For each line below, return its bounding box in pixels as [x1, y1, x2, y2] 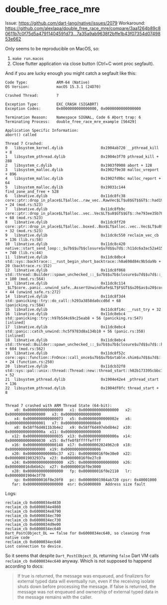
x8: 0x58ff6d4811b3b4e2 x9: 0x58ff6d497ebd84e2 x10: [14, 425, 133, 430]
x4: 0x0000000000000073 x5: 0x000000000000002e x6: [14, 416, 133, 421]
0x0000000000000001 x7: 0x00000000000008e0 [5, 420, 101, 425]
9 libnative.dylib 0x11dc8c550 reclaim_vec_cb [5, 233, 159, 238]
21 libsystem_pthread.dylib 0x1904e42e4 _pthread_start [5, 377, 159, 382]
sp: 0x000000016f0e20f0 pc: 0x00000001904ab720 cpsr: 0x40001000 [14, 477, 157, 482]
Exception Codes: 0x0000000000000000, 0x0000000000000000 [5, 106, 141, 111]
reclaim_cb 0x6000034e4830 [5, 500, 61, 505]
